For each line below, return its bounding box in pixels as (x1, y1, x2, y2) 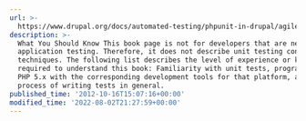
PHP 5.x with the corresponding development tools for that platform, (17, 73, 291, 82)
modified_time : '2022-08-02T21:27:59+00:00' (9, 97, 181, 107)
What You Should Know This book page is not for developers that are (17, 38, 287, 48)
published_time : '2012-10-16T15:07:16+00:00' (9, 89, 185, 98)
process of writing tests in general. (17, 81, 166, 90)
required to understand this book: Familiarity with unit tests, (17, 65, 271, 74)
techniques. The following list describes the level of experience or (17, 55, 291, 65)
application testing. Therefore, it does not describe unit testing (17, 47, 283, 56)
